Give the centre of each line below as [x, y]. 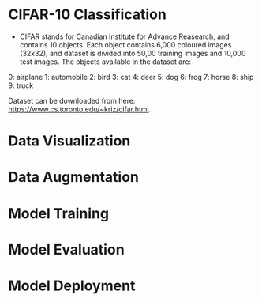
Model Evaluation [66, 249]
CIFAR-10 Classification [88, 15]
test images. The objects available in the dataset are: [105, 62]
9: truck [21, 85]
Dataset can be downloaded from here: [72, 100]
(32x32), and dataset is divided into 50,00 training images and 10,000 [133, 53]
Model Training [58, 213]
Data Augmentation [74, 177]
